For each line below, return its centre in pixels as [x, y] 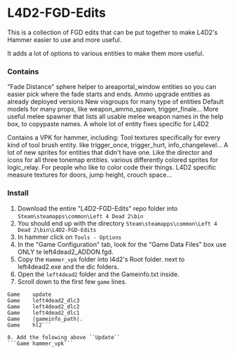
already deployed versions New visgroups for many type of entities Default [116, 102]
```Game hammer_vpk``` [40, 343]
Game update [29, 294]
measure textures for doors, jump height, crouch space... [90, 175]
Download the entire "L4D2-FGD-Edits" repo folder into [98, 208]
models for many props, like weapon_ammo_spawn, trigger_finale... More [113, 109]
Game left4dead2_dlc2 [43, 306]
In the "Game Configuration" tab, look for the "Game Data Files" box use [122, 244]
